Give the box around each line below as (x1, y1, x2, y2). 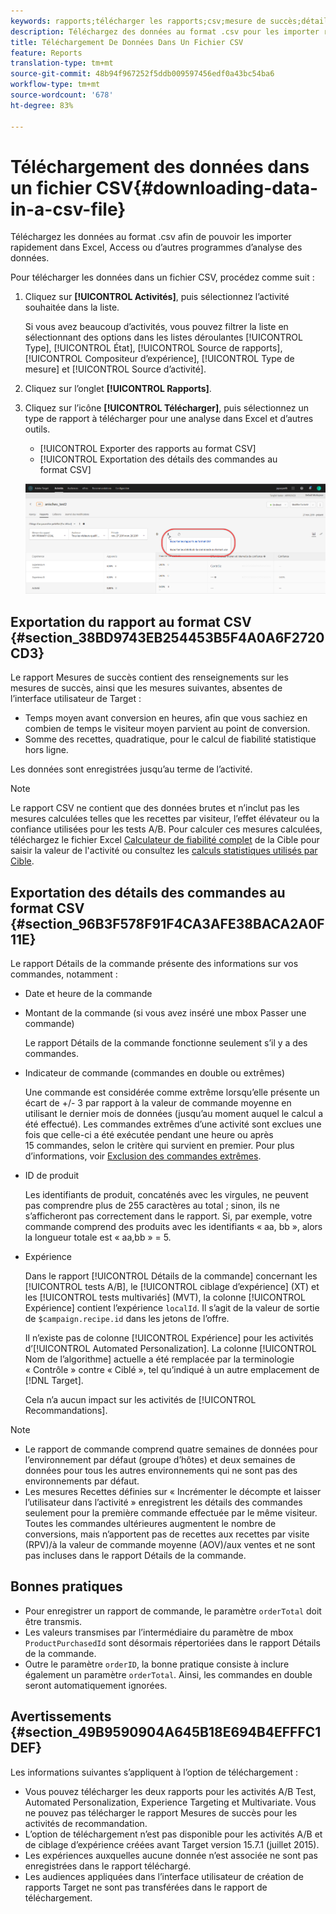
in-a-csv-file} (10, 198, 127, 220)
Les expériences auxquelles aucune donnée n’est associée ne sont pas (24, 1849, 318, 1861)
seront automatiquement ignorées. (24, 1679, 168, 1691)
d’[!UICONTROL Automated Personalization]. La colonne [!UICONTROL (24, 1343, 317, 1355)
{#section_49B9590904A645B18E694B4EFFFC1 (10, 1724, 322, 1741)
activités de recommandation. (24, 1817, 148, 1829)
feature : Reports (10, 48, 83, 58)
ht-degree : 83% (10, 100, 74, 110)
